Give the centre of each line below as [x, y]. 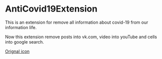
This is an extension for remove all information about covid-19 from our [77, 22]
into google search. [24, 42]
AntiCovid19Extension [51, 9]
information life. [21, 27]
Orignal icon [17, 51]
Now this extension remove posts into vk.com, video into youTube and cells [81, 37]
